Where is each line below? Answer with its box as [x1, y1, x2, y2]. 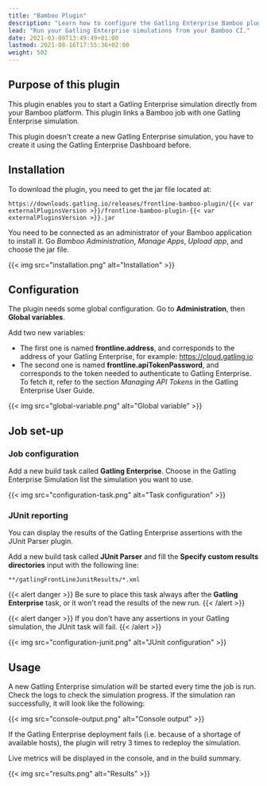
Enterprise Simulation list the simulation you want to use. [8, 475, 194, 484]
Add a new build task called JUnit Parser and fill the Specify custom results [8, 552, 259, 561]
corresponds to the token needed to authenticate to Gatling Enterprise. [19, 369, 252, 378]
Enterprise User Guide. [19, 385, 95, 395]
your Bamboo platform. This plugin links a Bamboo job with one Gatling [8, 108, 241, 117]
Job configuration [8, 448, 79, 459]
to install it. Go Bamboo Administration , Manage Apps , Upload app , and [8, 236, 244, 245]
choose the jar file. [8, 244, 70, 254]
